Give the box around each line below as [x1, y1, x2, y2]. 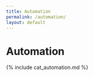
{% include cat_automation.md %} [6, 64, 89, 71]
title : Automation [6, 8, 51, 15]
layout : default [6, 19, 46, 25]
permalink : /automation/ [6, 14, 67, 20]
